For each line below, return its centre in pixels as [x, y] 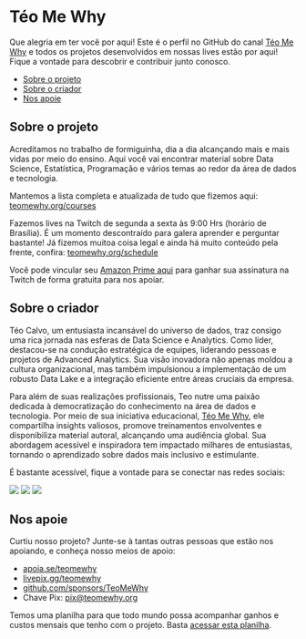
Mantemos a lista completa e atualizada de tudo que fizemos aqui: [134, 196]
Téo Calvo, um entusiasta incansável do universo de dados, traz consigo [146, 330]
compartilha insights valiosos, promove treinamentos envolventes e [136, 425]
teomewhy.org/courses [53, 205]
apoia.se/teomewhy [60, 569]
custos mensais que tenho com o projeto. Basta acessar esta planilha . [141, 625]
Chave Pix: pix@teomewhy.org [80, 598]
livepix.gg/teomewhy [62, 578]
